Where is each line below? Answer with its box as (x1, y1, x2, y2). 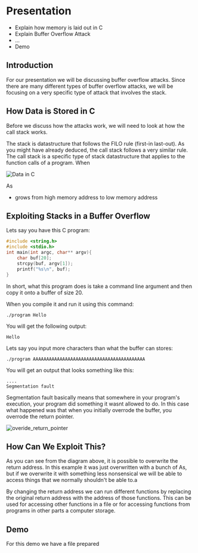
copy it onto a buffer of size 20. (6, 288, 83, 296)
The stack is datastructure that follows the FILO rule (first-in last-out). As (6, 140, 185, 147)
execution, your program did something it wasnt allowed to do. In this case (6, 400, 190, 407)
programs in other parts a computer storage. (6, 507, 116, 514)
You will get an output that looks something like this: (6, 366, 134, 374)
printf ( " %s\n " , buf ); (17, 266, 70, 272)
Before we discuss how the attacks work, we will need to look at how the (6, 122, 185, 129)
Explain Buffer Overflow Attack (14, 30, 91, 37)
